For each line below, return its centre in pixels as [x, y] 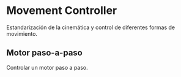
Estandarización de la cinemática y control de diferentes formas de [91, 27]
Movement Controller [62, 11]
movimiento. [22, 33]
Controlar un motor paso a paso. [47, 67]
